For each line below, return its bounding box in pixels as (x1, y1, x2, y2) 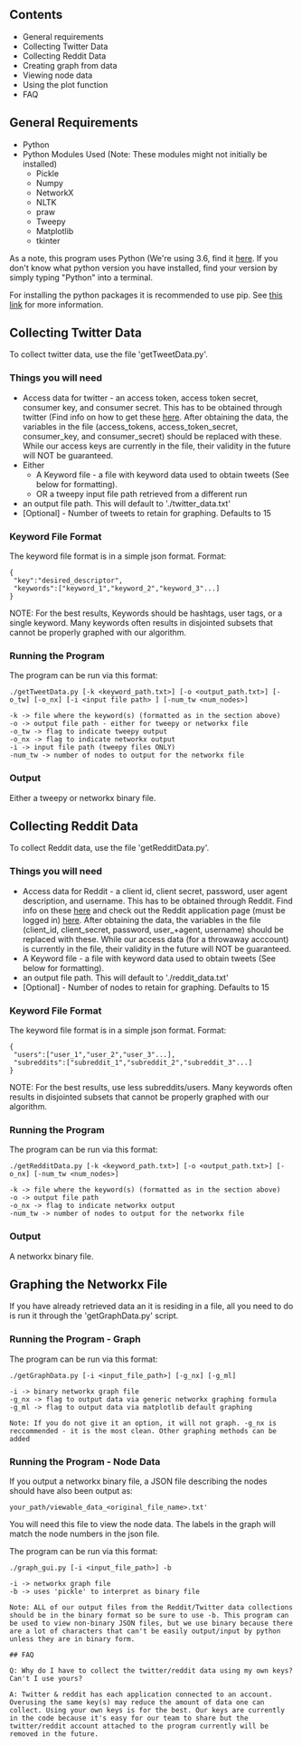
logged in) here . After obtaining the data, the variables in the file (22, 914, 261, 925)
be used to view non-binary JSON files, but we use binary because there (9, 1619, 294, 1628)
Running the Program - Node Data (9, 1455, 161, 1468)
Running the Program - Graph (9, 1333, 142, 1345)
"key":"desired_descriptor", (13, 576, 124, 586)
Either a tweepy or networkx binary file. (9, 792, 156, 803)
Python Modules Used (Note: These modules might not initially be (22, 148, 268, 159)
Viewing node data (22, 70, 93, 80)
